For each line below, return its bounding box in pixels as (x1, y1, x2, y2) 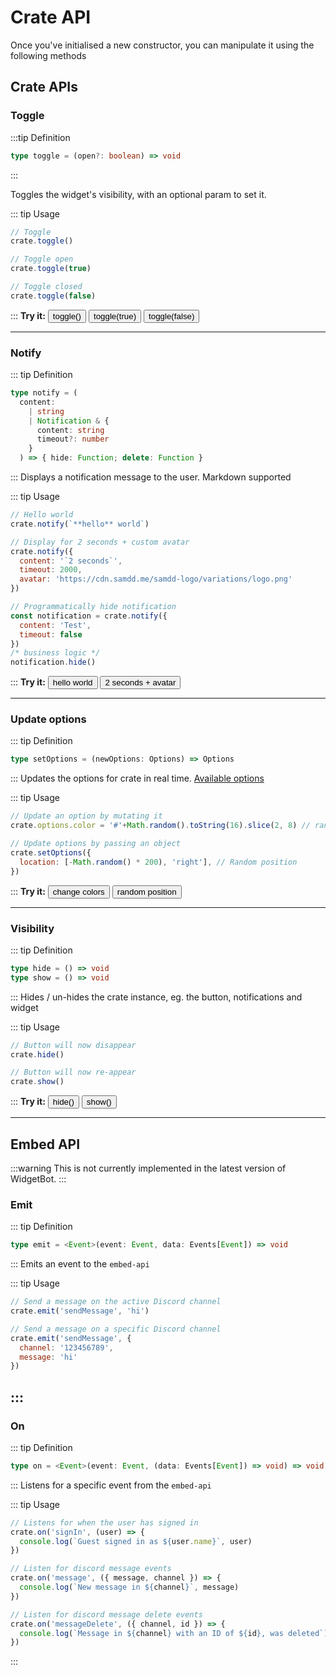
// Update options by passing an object (10, 839, 182, 849)
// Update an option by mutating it (10, 811, 163, 821)
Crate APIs (10, 79, 78, 96)
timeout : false (19, 629, 83, 640)
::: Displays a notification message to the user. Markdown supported (10, 471, 292, 483)
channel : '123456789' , (19, 1342, 114, 1353)
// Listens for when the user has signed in (10, 1517, 199, 1528)
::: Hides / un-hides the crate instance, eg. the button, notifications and (10, 991, 303, 1003)
